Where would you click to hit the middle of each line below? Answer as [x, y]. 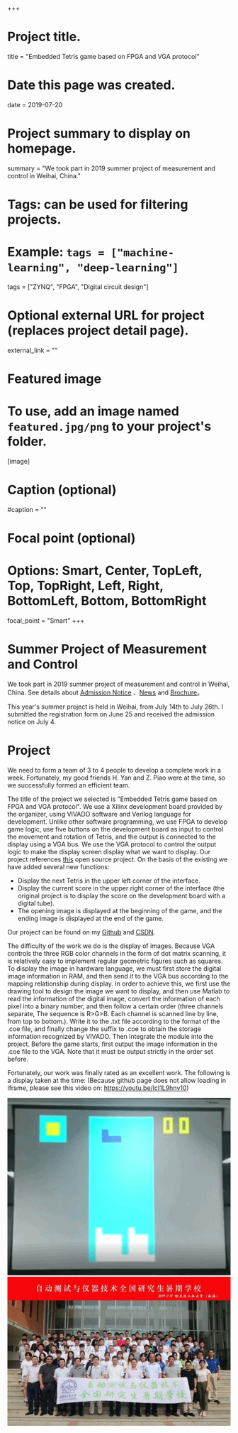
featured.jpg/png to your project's [109, 426]
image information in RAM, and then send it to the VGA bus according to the [118, 976]
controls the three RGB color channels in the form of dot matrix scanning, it [117, 953]
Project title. [44, 37]
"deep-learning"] [128, 268]
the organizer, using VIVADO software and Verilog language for [99, 814]
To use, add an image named [93, 412]
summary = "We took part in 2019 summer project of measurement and [112, 168]
